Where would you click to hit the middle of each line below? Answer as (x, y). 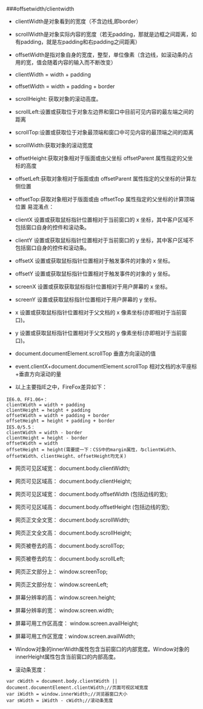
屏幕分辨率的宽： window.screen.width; (64, 610)
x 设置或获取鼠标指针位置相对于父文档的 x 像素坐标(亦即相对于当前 (98, 312)
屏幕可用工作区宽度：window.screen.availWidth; (75, 636)
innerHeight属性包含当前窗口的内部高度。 (67, 657)
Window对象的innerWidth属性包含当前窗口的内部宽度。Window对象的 (102, 649)
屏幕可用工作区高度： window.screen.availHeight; (77, 623)
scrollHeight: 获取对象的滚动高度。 (58, 99)
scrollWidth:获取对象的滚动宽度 (54, 145)
